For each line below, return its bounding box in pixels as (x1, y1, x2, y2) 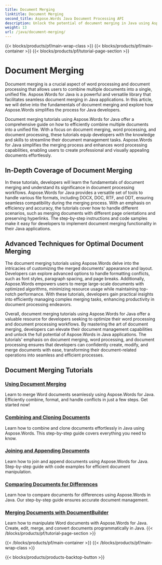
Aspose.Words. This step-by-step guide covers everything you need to (5, 430, 146, 436)
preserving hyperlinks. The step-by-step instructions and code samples (5, 215, 148, 221)
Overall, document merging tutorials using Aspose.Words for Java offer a (5, 311, 150, 317)
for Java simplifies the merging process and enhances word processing (5, 142, 148, 148)
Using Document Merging (5, 380, 67, 387)
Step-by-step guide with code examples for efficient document (5, 464, 130, 469)
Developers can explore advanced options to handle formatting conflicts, (5, 270, 150, 276)
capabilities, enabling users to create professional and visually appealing (5, 147, 149, 153)
